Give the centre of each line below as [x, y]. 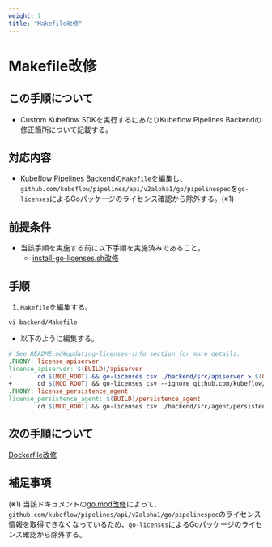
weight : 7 [25, 16]
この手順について [51, 98]
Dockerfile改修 [33, 455]
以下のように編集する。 [59, 338]
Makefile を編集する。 [56, 307]
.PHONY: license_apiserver [54, 361]
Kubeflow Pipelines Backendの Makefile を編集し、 [104, 178]
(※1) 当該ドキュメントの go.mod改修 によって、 [85, 504]
